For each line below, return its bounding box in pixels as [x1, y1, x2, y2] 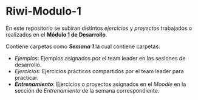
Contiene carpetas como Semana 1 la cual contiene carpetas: [5, 43, 160, 50]
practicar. [14, 74, 39, 81]
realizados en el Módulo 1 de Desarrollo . [5, 30, 108, 38]
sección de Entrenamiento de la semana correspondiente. [14, 87, 160, 94]
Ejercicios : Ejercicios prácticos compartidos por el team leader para [14, 67, 184, 74]
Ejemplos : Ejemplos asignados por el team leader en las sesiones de [14, 54, 186, 62]
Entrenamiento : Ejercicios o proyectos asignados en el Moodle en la [14, 80, 186, 88]
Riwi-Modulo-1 [5, 4, 81, 18]
